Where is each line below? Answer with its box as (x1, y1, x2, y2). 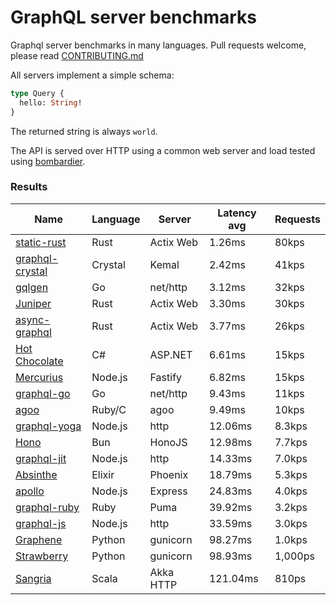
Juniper (15, 296, 52, 310)
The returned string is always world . (10, 125, 158, 137)
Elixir (91, 467, 115, 481)
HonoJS (149, 435, 188, 449)
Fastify (149, 370, 183, 384)
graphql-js (15, 516, 67, 530)
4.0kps (274, 484, 308, 498)
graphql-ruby (15, 500, 80, 514)
